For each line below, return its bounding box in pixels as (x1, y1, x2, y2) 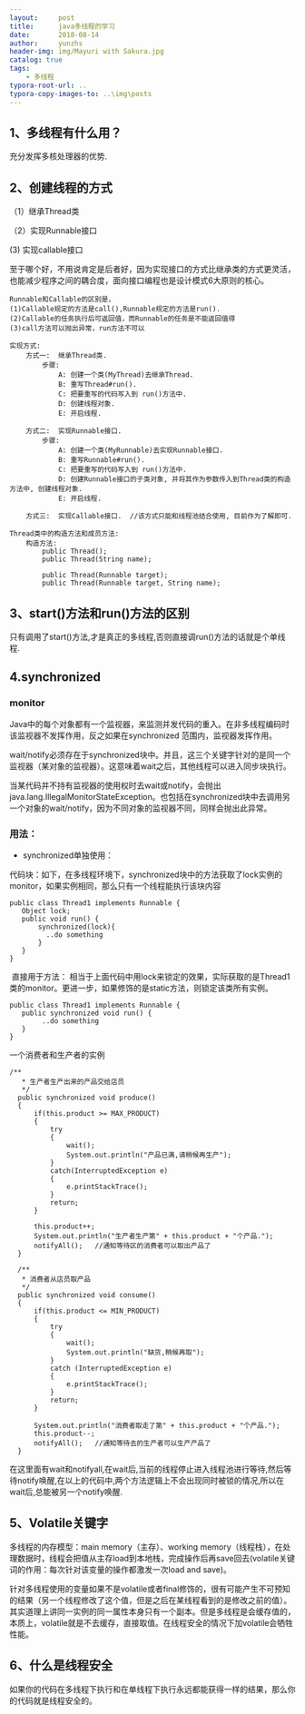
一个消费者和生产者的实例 (9, 1049, 105, 1060)
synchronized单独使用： (22, 850, 113, 861)
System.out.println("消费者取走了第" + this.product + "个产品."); (33, 1421, 280, 1430)
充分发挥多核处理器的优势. (9, 151, 108, 162)
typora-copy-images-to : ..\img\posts (9, 89, 152, 98)
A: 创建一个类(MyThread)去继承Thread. (57, 370, 194, 379)
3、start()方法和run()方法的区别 (9, 606, 191, 621)
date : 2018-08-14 (9, 30, 100, 39)
